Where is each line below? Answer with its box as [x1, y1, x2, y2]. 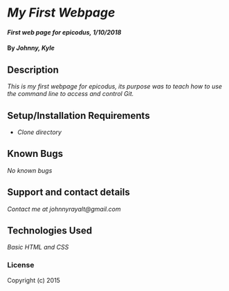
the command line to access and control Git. [7, 90, 134, 98]
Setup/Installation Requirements [7, 109, 150, 122]
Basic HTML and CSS [7, 243, 69, 252]
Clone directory [17, 128, 62, 136]
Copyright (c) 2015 [7, 276, 61, 284]
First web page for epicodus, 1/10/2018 [7, 28, 122, 36]
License [7, 261, 35, 270]
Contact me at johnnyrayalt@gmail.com [7, 205, 121, 213]
